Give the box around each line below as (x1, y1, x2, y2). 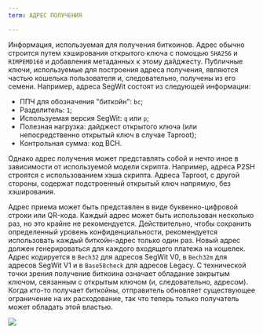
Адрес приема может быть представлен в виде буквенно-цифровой (8, 201, 238, 212)
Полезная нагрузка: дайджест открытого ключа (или (19, 122, 198, 131)
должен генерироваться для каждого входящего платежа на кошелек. (8, 244, 246, 253)
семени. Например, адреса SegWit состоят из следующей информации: (8, 82, 251, 91)
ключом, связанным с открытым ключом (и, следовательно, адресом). (8, 277, 249, 286)
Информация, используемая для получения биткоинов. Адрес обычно (8, 40, 245, 49)
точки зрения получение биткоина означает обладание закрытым (8, 268, 230, 278)
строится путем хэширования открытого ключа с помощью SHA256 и (8, 48, 238, 57)
